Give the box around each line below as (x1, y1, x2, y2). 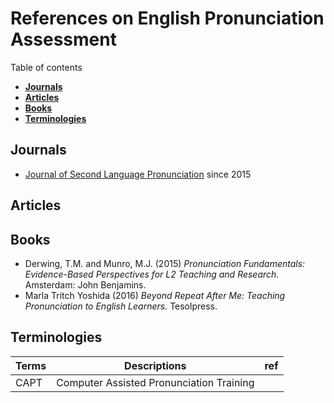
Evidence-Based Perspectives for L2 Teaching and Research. (24, 268, 280, 280)
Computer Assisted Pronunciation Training (56, 375, 255, 389)
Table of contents (10, 61, 83, 73)
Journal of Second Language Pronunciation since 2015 (24, 168, 252, 180)
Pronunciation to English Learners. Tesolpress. (24, 300, 218, 312)
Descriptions (124, 358, 187, 372)
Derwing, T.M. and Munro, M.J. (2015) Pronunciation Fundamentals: (24, 257, 306, 269)
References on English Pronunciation (10, 7, 325, 30)
